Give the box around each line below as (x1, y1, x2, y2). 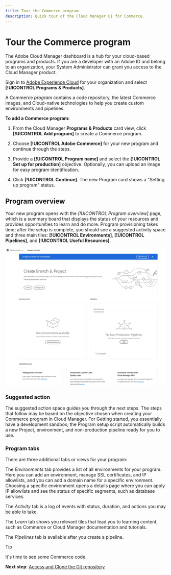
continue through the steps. (12, 146, 71, 152)
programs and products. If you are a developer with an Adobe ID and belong (5, 59, 166, 65)
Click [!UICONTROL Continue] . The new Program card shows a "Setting (12, 177, 165, 183)
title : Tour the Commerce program (5, 8, 79, 13)
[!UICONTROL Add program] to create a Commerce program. (12, 131, 143, 137)
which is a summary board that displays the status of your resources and (5, 216, 159, 222)
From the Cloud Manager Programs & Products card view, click (12, 125, 146, 131)
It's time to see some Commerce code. (5, 554, 87, 560)
